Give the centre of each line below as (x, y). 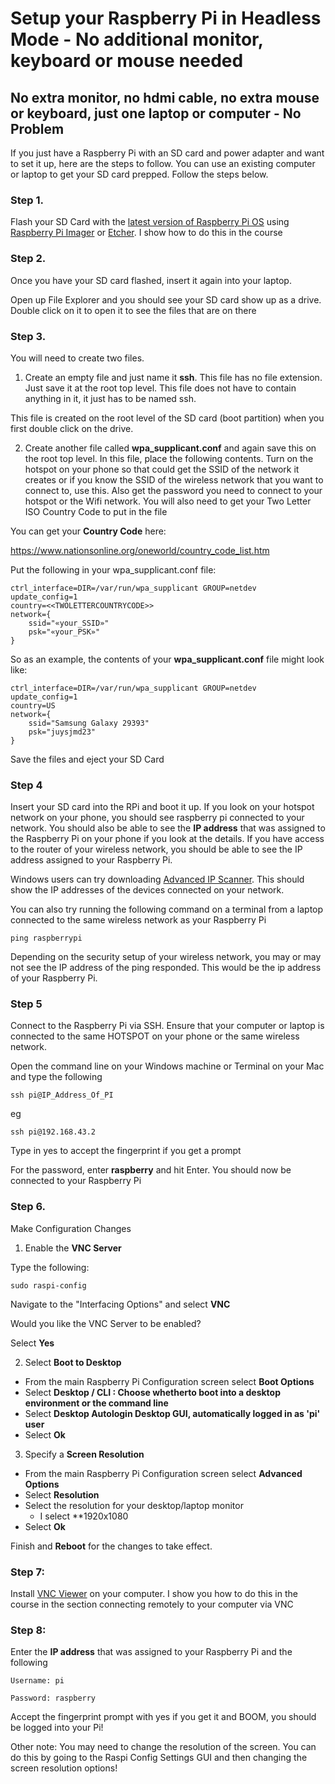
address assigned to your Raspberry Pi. (91, 860)
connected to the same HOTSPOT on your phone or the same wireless (155, 1036)
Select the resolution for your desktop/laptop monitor (134, 1505)
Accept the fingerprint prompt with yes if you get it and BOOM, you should (163, 1717)
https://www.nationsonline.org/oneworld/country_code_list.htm (140, 550)
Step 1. (27, 200)
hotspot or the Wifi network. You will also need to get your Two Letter (168, 501)
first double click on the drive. (72, 428)
